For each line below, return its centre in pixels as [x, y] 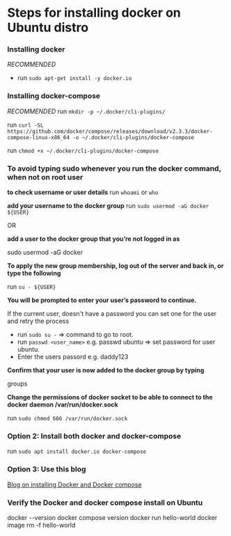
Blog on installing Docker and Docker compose [74, 484]
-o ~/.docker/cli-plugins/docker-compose [134, 137]
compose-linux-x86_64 [39, 137]
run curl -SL [25, 125]
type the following [34, 274]
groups [17, 384]
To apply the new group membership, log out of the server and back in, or [115, 266]
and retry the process [38, 321]
